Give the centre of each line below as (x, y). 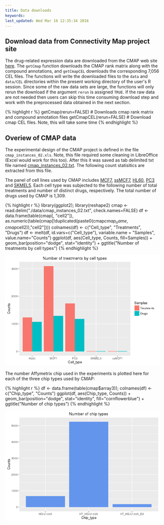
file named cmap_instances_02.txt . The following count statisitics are (75, 165)
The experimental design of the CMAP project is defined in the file (72, 150)
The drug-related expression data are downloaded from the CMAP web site (81, 61)
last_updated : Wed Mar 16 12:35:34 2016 (47, 21)
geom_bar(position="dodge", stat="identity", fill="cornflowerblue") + (75, 398)
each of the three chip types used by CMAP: (50, 379)
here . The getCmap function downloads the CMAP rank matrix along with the (82, 66)
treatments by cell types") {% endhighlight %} (52, 248)
